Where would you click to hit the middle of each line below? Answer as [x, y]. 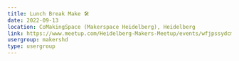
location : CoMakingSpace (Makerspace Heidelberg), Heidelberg [101, 27]
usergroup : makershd [38, 40]
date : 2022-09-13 [33, 20]
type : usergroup [31, 46]
